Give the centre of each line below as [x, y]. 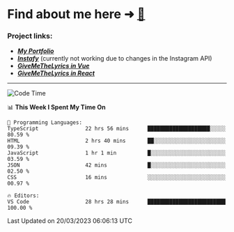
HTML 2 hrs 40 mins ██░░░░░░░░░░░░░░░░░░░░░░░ [117, 141]
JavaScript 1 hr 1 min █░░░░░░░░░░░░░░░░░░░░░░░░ [117, 153]
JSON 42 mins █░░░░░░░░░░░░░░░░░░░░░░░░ [117, 165]
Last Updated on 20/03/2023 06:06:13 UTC [70, 221]
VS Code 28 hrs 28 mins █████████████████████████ [117, 202]
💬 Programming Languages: [45, 123]
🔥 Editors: [23, 196]
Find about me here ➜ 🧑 [76, 14]
